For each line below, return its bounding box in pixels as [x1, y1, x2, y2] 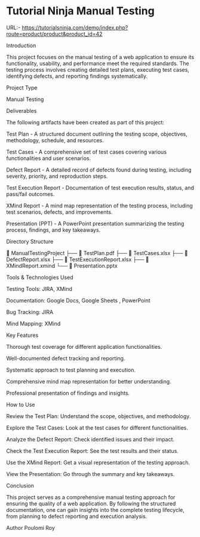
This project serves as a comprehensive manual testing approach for [6, 493, 176, 501]
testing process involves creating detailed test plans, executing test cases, [6, 66, 190, 73]
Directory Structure [6, 238, 54, 245]
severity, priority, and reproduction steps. [6, 172, 108, 180]
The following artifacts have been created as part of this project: [6, 118, 165, 126]
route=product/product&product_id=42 [6, 30, 103, 37]
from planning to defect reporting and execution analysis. [6, 513, 147, 520]
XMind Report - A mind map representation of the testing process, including [6, 202, 193, 209]
